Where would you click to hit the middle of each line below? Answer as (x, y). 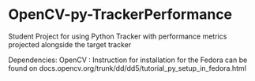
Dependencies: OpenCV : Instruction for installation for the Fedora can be (128, 60)
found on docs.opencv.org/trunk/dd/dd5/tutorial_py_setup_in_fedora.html (127, 68)
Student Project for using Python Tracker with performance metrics (118, 36)
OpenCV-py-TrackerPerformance (120, 15)
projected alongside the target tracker (70, 44)
